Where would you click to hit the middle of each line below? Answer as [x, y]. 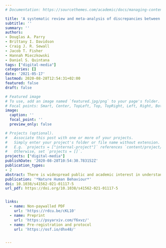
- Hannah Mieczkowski [27, 55]
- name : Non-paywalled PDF [37, 206]
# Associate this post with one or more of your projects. [69, 138]
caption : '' [22, 115]
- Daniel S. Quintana [27, 60]
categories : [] [21, 69]
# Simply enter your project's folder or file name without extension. [83, 142]
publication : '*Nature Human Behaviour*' [48, 179]
